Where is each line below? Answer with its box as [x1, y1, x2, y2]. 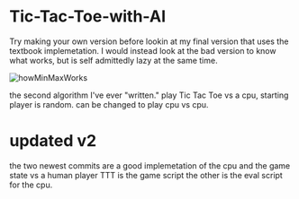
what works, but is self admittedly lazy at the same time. [9, 55, 218, 65]
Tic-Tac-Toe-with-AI [9, 6, 167, 27]
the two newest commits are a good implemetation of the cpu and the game [9, 160, 291, 171]
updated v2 [9, 131, 97, 151]
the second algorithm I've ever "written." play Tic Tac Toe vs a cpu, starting [9, 90, 289, 100]
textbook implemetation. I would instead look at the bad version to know [9, 45, 276, 56]
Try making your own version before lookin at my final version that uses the [9, 36, 289, 47]
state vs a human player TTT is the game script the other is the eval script [9, 169, 284, 180]
